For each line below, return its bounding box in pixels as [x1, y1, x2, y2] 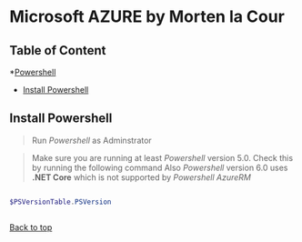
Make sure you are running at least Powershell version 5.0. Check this [31, 152, 294, 163]
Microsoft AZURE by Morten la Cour [9, 6, 285, 27]
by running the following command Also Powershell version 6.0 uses [31, 162, 288, 173]
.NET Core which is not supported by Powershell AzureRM [31, 171, 252, 183]
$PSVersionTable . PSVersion [9, 197, 112, 207]
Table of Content [9, 43, 106, 58]
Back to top [9, 221, 53, 233]
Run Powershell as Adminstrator [31, 135, 152, 146]
